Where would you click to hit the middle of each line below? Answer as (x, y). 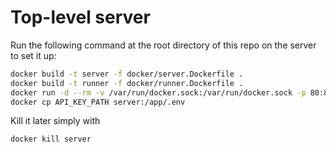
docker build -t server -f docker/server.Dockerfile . (127, 74)
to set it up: (33, 55)
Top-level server (80, 17)
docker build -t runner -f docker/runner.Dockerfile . (127, 83)
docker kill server (51, 139)
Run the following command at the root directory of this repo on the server (163, 45)
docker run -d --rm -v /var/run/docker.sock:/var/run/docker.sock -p (158, 92)
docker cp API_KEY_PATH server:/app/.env (98, 102)
